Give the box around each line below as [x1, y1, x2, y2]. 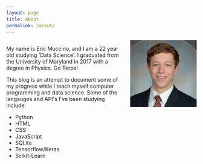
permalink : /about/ [6, 22, 56, 28]
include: [6, 102, 27, 109]
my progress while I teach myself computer [6, 82, 114, 90]
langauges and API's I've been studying [6, 96, 105, 103]
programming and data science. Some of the [6, 89, 118, 96]
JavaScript [14, 133, 42, 140]
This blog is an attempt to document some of [6, 76, 118, 84]
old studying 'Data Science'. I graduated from [6, 51, 119, 59]
